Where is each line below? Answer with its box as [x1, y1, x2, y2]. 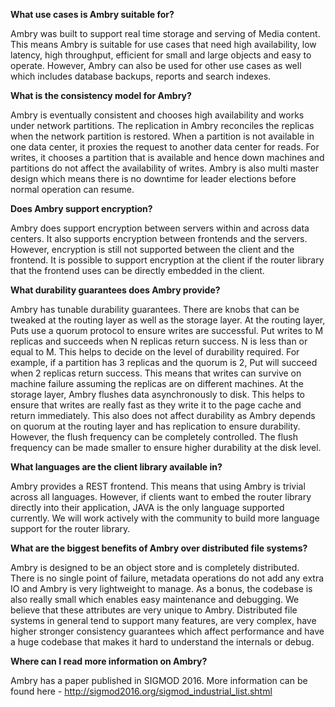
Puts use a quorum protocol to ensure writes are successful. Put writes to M [10, 325, 324, 336]
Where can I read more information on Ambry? [10, 655, 208, 667]
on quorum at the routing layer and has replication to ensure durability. [10, 420, 301, 432]
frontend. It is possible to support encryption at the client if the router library [10, 254, 325, 266]
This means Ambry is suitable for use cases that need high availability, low [10, 39, 317, 50]
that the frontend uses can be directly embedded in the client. [10, 265, 265, 276]
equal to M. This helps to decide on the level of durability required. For [10, 346, 300, 358]
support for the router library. [10, 523, 131, 534]
